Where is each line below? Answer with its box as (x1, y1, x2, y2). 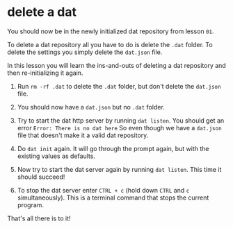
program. (17, 200, 44, 209)
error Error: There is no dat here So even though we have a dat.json (17, 123, 222, 132)
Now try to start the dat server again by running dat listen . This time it (17, 165, 222, 173)
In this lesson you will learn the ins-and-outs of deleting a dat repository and (7, 61, 226, 69)
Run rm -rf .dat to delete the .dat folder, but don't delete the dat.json (17, 82, 221, 90)
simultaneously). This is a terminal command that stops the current (17, 193, 209, 202)
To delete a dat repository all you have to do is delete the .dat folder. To (7, 40, 214, 49)
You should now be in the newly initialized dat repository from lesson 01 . (7, 27, 214, 35)
